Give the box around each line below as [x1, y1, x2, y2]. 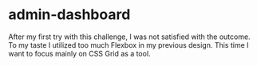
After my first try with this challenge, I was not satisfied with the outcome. [8, 32, 251, 41]
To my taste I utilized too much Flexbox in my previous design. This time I [8, 40, 249, 49]
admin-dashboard [8, 6, 131, 24]
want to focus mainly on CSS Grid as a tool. [8, 49, 151, 58]
